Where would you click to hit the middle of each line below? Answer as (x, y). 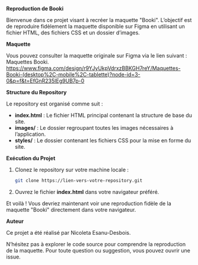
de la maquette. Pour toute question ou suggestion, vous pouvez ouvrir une (98, 250)
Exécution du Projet (31, 158)
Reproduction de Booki (35, 9)
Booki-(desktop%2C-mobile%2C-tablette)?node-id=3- (73, 74)
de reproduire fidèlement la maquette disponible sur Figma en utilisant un (95, 26)
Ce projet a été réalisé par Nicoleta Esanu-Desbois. (69, 232)
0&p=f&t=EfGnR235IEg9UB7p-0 (45, 81)
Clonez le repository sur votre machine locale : (72, 170)
